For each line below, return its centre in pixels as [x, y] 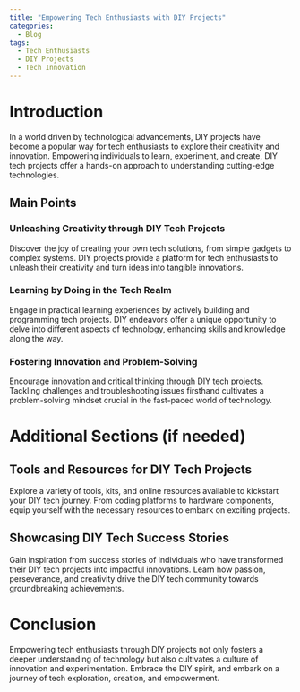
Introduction [56, 112]
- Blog [30, 34]
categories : [31, 26]
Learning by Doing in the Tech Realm [90, 290]
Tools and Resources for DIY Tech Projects [131, 469]
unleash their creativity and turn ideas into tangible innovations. [127, 267]
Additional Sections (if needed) [128, 437]
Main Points [43, 203]
